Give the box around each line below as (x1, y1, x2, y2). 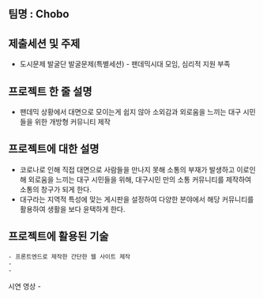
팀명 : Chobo (8, 7, 70, 21)
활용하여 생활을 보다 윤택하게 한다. (19, 204, 126, 213)
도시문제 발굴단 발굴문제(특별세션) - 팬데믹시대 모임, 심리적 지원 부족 (19, 59, 231, 69)
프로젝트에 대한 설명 (8, 142, 100, 156)
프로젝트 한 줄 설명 (8, 85, 92, 98)
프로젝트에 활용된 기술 (8, 230, 109, 243)
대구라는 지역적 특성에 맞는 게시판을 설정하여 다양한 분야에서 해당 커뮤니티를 (19, 194, 254, 204)
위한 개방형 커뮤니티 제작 (34, 117, 111, 126)
